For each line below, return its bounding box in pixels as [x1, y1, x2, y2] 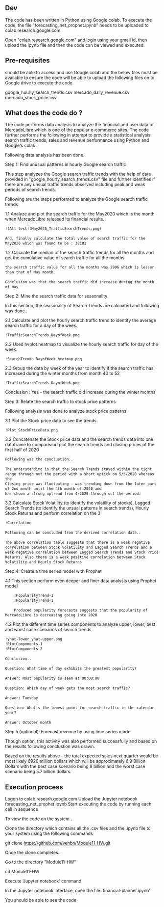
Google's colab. [5, 142, 37, 149]
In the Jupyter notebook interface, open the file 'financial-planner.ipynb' [5, 888, 151, 894]
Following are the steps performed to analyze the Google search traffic [5, 196, 148, 202]
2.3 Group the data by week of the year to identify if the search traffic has [5, 365, 154, 371]
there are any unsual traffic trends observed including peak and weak [5, 182, 145, 187]
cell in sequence [5, 806, 38, 812]
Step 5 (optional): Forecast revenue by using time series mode [5, 729, 131, 735]
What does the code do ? [5, 109, 83, 117]
